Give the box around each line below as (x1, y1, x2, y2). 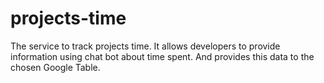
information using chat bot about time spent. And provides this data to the (10, 50, 315, 62)
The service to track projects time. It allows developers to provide (10, 40, 281, 52)
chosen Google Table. (10, 61, 101, 73)
